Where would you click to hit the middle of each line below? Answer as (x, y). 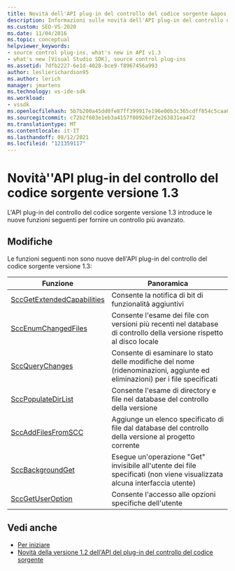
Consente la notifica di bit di (157, 295)
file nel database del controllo (160, 399)
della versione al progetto (153, 436)
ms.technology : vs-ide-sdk (47, 92)
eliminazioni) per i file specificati (165, 379)
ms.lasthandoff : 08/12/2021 (48, 137)
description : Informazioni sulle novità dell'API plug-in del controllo (115, 20)
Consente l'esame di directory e (164, 390)
